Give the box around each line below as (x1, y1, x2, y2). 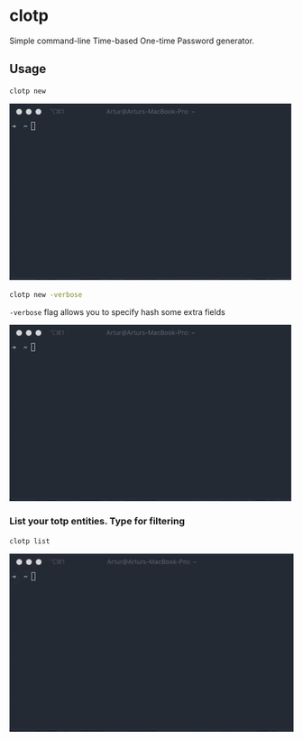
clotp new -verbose (9, 290, 83, 299)
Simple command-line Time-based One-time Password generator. (9, 35, 255, 46)
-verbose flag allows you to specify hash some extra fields (9, 306, 225, 317)
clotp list (9, 536, 50, 546)
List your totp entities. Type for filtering (9, 515, 186, 528)
